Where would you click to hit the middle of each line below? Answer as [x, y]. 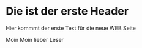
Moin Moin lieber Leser [35, 39]
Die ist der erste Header [67, 11]
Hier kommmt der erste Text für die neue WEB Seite [71, 28]
